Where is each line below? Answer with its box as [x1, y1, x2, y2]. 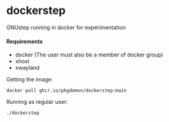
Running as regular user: [6, 98, 68, 106]
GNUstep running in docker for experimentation [6, 24, 126, 31]
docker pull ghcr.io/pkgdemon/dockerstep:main [6, 87, 127, 94]
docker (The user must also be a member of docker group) [15, 51, 164, 58]
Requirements [6, 38, 43, 45]
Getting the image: [6, 76, 53, 83]
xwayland [15, 64, 40, 72]
